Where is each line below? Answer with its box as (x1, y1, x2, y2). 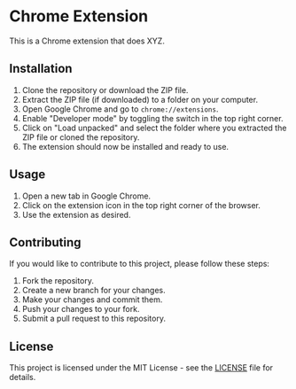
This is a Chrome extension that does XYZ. (9, 35, 166, 46)
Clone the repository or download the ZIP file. (21, 84, 189, 95)
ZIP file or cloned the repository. (21, 131, 140, 143)
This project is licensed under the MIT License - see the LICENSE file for (9, 362, 273, 373)
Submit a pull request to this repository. (21, 313, 167, 324)
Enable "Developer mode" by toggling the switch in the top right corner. (21, 113, 284, 123)
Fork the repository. (21, 276, 95, 286)
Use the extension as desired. (21, 209, 131, 220)
